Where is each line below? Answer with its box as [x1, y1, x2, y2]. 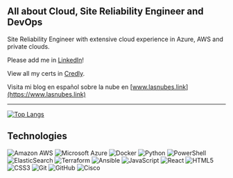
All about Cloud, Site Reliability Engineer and [7, 6, 204, 17]
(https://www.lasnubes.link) [7, 90, 87, 98]
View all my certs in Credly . [7, 69, 85, 77]
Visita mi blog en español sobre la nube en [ [7, 83, 133, 91]
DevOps [7, 17, 43, 29]
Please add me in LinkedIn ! [7, 56, 85, 64]
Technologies [7, 130, 68, 142]
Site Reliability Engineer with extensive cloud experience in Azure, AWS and [7, 35, 224, 43]
